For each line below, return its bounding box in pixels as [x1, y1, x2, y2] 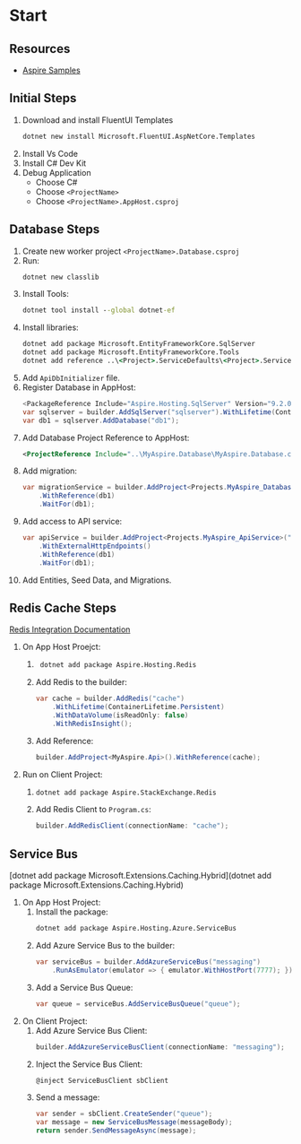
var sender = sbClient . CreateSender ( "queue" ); [35, 1109, 213, 1119]
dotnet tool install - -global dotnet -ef [21, 306, 176, 315]
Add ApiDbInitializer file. [21, 372, 121, 383]
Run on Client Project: [21, 768, 103, 780]
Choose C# [35, 177, 78, 187]
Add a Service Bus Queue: [35, 982, 133, 992]
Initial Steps [9, 91, 77, 106]
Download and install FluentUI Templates [21, 114, 174, 126]
